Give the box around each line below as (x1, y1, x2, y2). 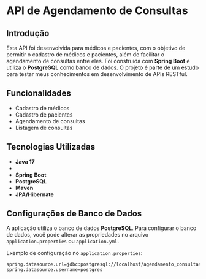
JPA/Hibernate (15, 191, 54, 198)
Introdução (6, 28, 50, 39)
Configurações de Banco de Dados (6, 208, 142, 219)
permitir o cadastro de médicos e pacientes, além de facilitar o (6, 51, 164, 58)
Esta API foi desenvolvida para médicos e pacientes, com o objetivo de (6, 44, 186, 52)
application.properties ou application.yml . (6, 237, 120, 245)
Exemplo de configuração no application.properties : (6, 250, 143, 257)
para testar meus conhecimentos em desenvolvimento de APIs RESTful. (6, 71, 188, 77)
